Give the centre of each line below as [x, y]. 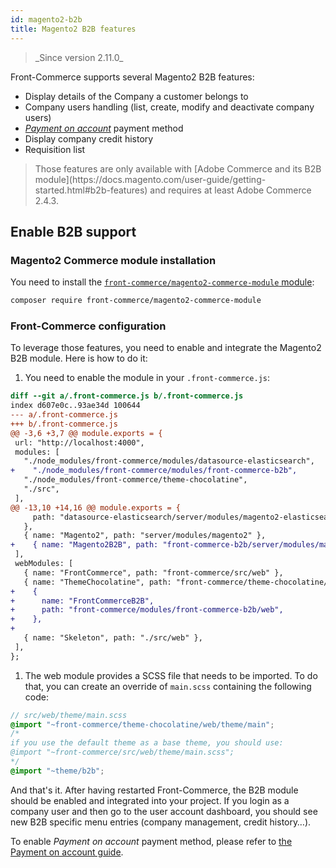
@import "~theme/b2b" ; [57, 771]
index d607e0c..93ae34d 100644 [75, 406]
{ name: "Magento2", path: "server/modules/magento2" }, [145, 536]
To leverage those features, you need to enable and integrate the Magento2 [166, 348]
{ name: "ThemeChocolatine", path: [97, 582]
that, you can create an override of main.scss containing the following [168, 686]
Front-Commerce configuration [88, 326]
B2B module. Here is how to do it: [79, 358]
